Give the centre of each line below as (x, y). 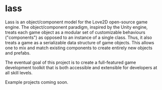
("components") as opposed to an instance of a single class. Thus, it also (79, 37)
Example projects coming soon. (37, 82)
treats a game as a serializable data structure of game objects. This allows (80, 42)
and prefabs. (18, 53)
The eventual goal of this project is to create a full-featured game (71, 62)
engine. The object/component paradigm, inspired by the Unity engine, (76, 27)
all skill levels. (19, 72)
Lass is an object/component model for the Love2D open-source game (76, 22)
